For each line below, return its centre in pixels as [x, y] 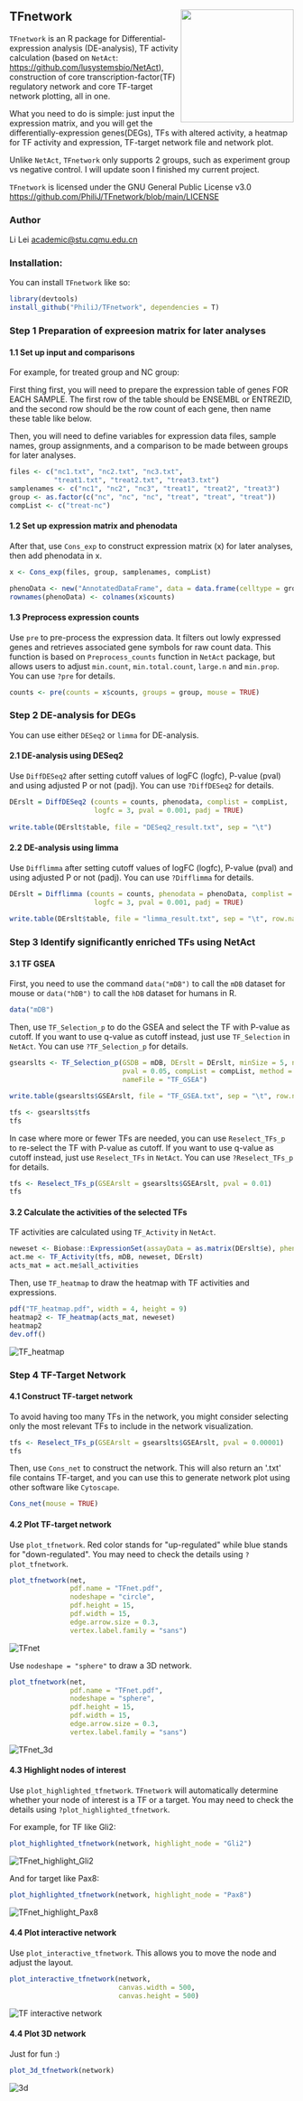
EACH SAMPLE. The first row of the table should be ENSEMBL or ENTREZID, [151, 399]
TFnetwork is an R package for [64, 38]
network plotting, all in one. [60, 96]
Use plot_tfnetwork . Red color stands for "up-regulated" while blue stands [149, 1545]
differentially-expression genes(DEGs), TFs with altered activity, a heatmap [149, 133]
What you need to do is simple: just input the [92, 113]
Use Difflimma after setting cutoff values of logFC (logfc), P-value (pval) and [151, 867]
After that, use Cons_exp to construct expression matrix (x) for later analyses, [151, 546]
